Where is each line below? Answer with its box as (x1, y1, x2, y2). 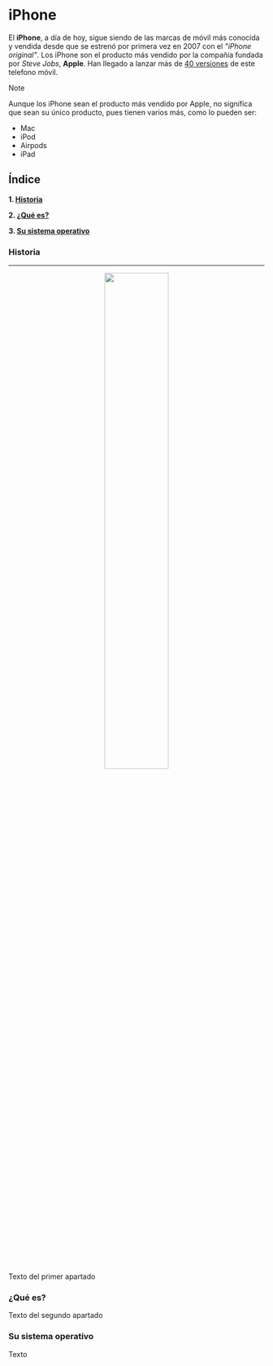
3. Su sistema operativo (8, 225, 90, 235)
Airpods (19, 140, 47, 150)
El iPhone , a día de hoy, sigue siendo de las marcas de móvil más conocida (8, 33, 260, 42)
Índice (8, 173, 41, 186)
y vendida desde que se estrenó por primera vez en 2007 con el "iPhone (8, 41, 252, 50)
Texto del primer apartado (8, 1272, 96, 1281)
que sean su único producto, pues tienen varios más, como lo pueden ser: (8, 107, 258, 117)
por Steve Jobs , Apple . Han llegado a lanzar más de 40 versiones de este (8, 59, 256, 68)
